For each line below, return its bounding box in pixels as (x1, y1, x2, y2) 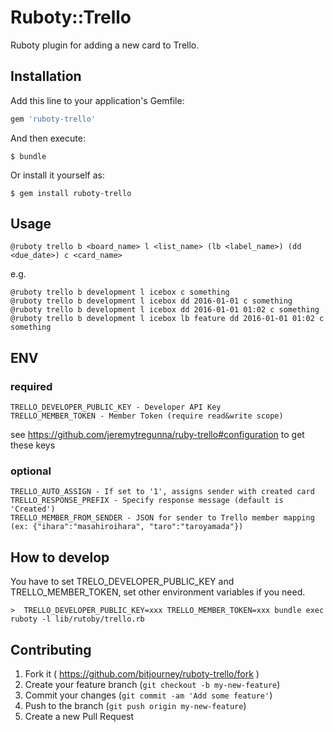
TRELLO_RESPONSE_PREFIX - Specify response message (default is (10, 496, 284, 506)
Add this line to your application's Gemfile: (10, 94, 185, 106)
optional (10, 464, 52, 478)
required (10, 379, 53, 393)
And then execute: (10, 132, 86, 144)
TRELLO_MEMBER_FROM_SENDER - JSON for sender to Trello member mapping (10, 513, 315, 523)
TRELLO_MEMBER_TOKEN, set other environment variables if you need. (10, 586, 306, 598)
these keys (10, 439, 56, 451)
